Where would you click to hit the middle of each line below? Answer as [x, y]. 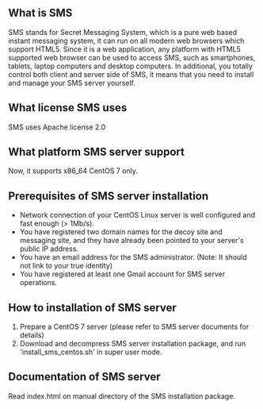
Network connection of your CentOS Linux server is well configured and [137, 215]
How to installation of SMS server [92, 308]
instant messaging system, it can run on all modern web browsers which [126, 41]
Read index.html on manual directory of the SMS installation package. [122, 395]
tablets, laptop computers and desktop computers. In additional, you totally [131, 66]
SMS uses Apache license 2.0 [57, 127]
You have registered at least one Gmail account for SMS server [122, 274]
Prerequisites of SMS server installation [108, 196]
